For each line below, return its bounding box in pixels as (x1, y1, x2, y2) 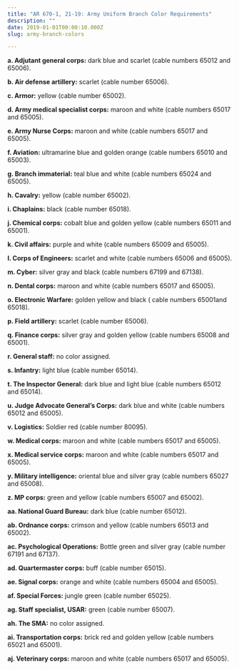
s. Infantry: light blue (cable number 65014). (7, 366, 138, 375)
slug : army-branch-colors (7, 30, 84, 38)
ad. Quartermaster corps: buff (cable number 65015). (7, 564, 166, 572)
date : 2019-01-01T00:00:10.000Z (7, 24, 103, 31)
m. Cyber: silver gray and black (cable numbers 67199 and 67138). (7, 268, 204, 276)
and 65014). (7, 387, 43, 396)
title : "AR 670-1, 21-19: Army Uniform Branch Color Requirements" (7, 10, 213, 18)
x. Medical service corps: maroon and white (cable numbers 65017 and (7, 451, 219, 459)
